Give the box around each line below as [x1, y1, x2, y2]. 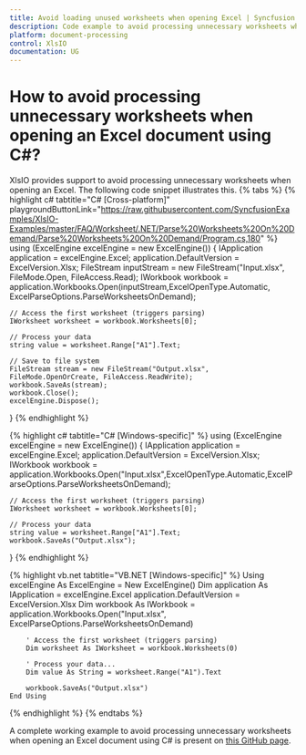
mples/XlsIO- [9, 213, 59, 224]
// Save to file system [9, 357, 100, 366]
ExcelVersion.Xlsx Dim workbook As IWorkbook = [9, 599, 196, 610]
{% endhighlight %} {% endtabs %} [9, 708, 143, 719]
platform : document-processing [9, 30, 128, 39]
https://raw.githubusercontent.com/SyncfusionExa [100, 204, 290, 215]
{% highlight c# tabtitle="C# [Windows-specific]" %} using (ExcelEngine [9, 430, 282, 441]
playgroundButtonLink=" [9, 204, 102, 215]
